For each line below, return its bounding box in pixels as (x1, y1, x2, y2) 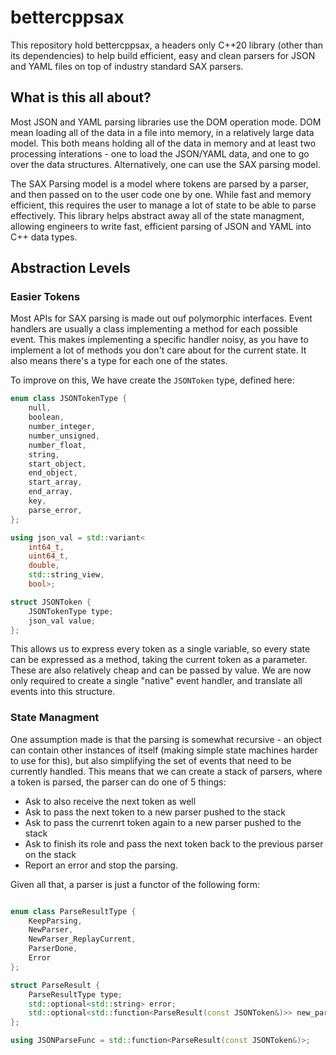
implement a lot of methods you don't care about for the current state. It (10, 344, 307, 356)
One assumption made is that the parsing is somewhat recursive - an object (10, 733, 323, 745)
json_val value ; (28, 616, 97, 626)
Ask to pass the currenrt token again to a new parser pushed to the (24, 816, 302, 828)
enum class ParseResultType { (10, 906, 137, 916)
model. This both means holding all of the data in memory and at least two (10, 137, 317, 149)
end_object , (28, 468, 78, 478)
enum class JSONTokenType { (10, 394, 128, 404)
